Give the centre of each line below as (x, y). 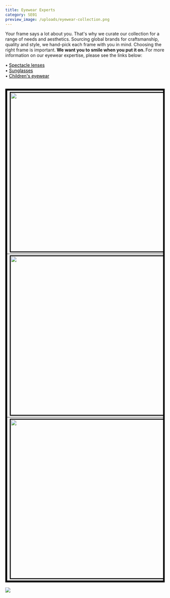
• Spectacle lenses (25, 65)
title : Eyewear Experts (30, 10)
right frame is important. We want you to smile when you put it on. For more (85, 50)
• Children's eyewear (27, 76)
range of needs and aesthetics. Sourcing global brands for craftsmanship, (82, 39)
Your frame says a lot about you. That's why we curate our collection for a (82, 34)
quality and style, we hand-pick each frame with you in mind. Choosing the (83, 45)
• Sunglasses (19, 71)
